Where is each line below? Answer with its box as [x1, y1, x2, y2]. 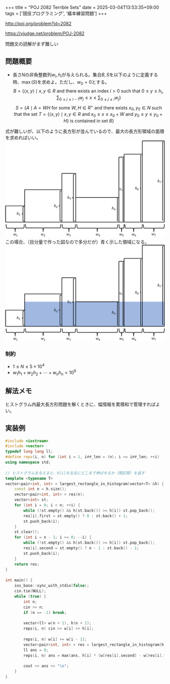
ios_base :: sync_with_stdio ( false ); [14, 583, 90, 588]
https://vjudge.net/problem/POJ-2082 [5, 31, 85, 36]
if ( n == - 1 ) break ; [23, 610, 67, 615]
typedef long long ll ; [5, 449, 53, 454]
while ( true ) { [14, 593, 47, 599]
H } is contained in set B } [63, 118, 114, 124]
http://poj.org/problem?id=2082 [5, 20, 72, 26]
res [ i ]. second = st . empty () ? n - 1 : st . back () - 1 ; [23, 546, 139, 551]
